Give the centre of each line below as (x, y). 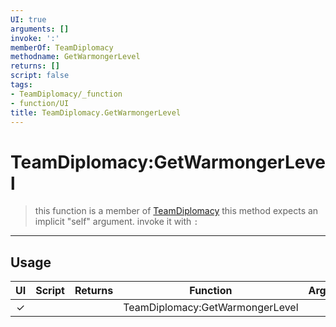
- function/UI (40, 103)
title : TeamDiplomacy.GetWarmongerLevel (96, 112)
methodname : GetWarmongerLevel (75, 57)
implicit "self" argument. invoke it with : (116, 222)
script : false (40, 76)
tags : (21, 85)
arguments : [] (40, 29)
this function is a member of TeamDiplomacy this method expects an (176, 211)
